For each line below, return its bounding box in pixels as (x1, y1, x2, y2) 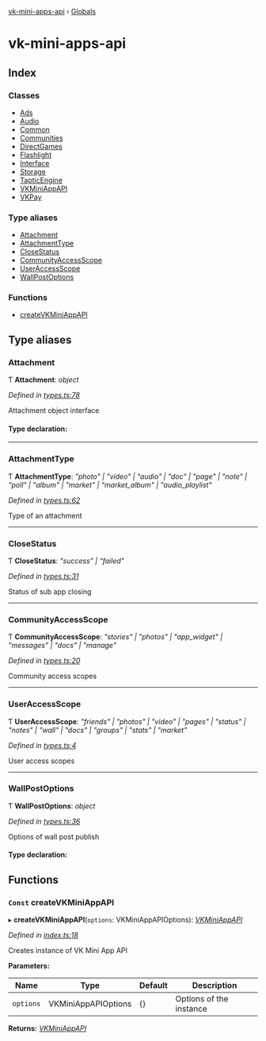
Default (139, 980, 168, 991)
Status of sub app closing (8, 587, 92, 596)
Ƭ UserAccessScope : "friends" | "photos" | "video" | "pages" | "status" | (8, 716, 247, 726)
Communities (19, 133, 63, 142)
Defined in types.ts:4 (8, 740, 77, 750)
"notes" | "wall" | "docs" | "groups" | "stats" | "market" (8, 725, 188, 734)
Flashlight (19, 150, 52, 160)
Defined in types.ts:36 (8, 816, 81, 826)
